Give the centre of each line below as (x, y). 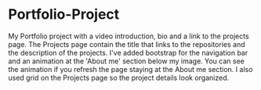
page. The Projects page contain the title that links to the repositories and (127, 44)
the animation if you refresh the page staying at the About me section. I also (130, 69)
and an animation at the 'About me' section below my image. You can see (126, 61)
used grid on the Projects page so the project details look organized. (119, 77)
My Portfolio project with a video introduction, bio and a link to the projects (129, 36)
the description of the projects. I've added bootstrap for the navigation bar (128, 52)
